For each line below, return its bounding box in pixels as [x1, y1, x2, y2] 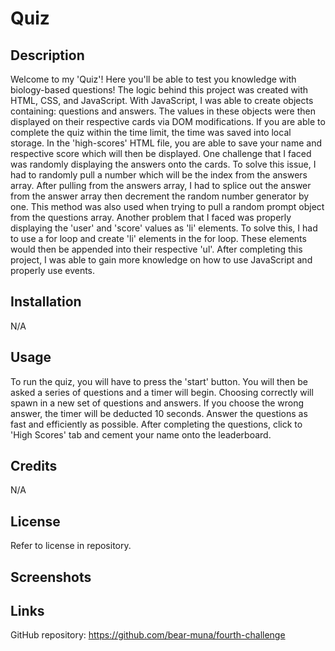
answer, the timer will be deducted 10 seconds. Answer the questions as [10, 407, 308, 419]
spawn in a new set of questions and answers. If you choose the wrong [10, 397, 305, 409]
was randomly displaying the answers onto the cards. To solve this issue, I [10, 158, 317, 170]
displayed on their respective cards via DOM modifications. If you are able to [10, 116, 326, 127]
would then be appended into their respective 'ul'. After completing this [10, 243, 303, 255]
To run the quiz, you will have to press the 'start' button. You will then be [10, 375, 308, 387]
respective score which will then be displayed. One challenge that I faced [10, 148, 312, 159]
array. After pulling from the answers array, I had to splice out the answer [10, 180, 312, 191]
